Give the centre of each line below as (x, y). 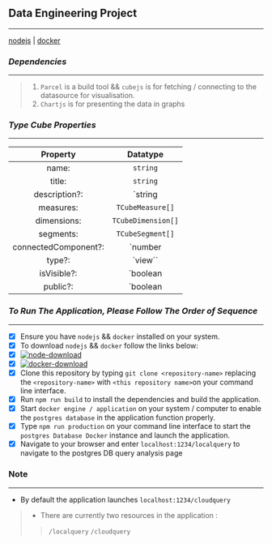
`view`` (145, 260)
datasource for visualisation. (87, 96)
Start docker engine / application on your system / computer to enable (140, 409)
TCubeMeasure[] (145, 208)
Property (58, 155)
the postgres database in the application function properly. (118, 418)
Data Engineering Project (73, 13)
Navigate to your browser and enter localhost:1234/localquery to (130, 444)
